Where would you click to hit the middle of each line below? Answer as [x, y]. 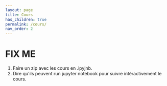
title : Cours [19, 15]
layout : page [19, 10]
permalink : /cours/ [26, 24]
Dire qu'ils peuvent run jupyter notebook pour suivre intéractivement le [87, 74]
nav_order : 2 [19, 29]
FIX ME [20, 54]
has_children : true [26, 19]
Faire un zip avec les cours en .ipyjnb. [52, 68]
